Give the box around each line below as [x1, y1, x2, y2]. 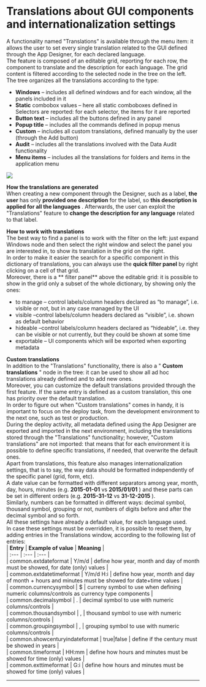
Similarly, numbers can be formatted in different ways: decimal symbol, [6, 498, 186, 506]
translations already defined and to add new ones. [6, 375, 133, 382]
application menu [15, 160, 59, 167]
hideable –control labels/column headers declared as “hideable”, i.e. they [15, 324, 200, 331]
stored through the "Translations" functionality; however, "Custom [6, 434, 174, 441]
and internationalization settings [6, 17, 176, 31]
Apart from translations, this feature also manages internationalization [6, 459, 183, 467]
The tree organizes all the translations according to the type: [6, 77, 159, 84]
